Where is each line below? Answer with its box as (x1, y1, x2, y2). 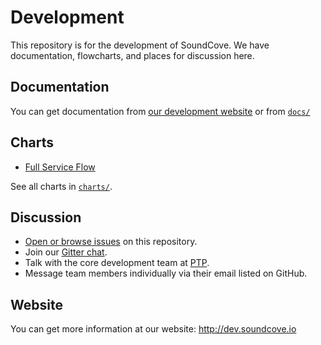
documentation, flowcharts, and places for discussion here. (10, 49, 255, 61)
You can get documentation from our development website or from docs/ (10, 105, 311, 117)
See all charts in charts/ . (10, 180, 113, 192)
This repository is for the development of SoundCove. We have (10, 39, 270, 51)
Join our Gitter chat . (24, 246, 108, 258)
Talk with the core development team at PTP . (24, 257, 210, 269)
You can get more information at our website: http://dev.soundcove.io (10, 323, 297, 335)
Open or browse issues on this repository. (24, 236, 198, 248)
